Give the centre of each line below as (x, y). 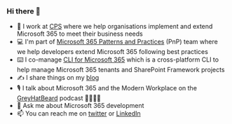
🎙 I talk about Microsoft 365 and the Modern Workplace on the (107, 88)
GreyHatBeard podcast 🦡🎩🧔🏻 (59, 98)
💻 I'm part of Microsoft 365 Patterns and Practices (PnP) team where (117, 42)
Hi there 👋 (24, 11)
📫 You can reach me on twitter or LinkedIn (79, 113)
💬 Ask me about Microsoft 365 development (80, 106)
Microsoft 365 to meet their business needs (80, 34)
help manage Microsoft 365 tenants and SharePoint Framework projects (121, 70)
